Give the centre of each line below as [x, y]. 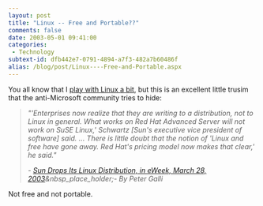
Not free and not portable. [51, 193]
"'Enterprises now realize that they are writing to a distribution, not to [141, 113]
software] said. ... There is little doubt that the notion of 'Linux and [135, 138]
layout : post [30, 15]
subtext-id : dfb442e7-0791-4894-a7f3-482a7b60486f [93, 60]
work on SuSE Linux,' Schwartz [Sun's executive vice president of [135, 129]
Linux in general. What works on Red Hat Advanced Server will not [136, 121]
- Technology [33, 52]
